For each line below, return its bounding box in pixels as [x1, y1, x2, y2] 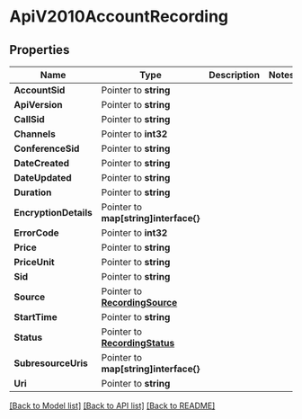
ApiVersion [13, 99, 63, 111]
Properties [9, 42, 70, 58]
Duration [13, 186, 52, 199]
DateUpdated [13, 172, 72, 183]
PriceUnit [13, 256, 56, 268]
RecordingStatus [101, 337, 175, 349]
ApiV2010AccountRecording [9, 6, 229, 27]
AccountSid [13, 84, 66, 96]
